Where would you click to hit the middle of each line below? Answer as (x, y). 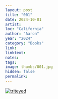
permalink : (17, 77)
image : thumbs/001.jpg (29, 67)
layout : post (19, 10)
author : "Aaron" (22, 34)
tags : (11, 62)
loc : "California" (24, 29)
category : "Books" (24, 43)
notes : (12, 57)
